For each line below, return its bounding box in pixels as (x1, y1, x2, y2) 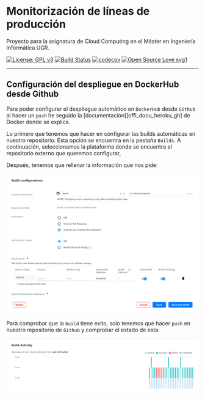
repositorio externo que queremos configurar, (6, 149, 121, 157)
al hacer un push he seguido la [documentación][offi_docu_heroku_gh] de (6, 111, 190, 119)
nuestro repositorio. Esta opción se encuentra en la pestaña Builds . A (6, 136, 181, 144)
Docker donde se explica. (6, 118, 71, 125)
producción (6, 17, 66, 31)
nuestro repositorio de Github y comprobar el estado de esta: (6, 326, 160, 334)
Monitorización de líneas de (6, 4, 150, 18)
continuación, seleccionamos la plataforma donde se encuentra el (6, 143, 173, 150)
